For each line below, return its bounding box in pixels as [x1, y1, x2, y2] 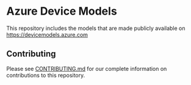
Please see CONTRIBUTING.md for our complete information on [6, 65, 167, 72]
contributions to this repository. [6, 72, 85, 79]
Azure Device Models [6, 4, 117, 18]
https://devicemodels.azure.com [6, 31, 88, 38]
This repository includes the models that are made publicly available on [6, 24, 186, 32]
